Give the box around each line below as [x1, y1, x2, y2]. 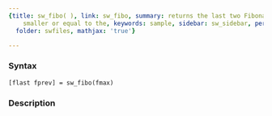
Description [8, 97, 56, 109]
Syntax [8, 60, 37, 72]
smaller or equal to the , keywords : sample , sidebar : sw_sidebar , [23, 19, 252, 27]
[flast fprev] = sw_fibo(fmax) [8, 78, 114, 87]
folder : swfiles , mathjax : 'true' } [15, 27, 136, 35]
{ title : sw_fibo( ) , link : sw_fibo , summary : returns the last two [8, 11, 241, 20]
